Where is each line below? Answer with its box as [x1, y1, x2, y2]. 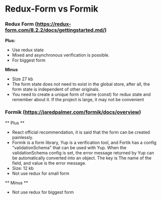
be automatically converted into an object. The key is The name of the [12, 155, 152, 161]
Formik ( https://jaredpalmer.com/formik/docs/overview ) [5, 109, 141, 116]
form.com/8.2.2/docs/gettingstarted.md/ [5, 27, 105, 33]
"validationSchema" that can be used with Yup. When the [12, 144, 127, 151]
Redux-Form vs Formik [5, 3, 98, 15]
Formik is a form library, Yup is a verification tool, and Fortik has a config [12, 139, 157, 145]
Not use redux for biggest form [12, 189, 74, 195]
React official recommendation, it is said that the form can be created [12, 129, 150, 135]
